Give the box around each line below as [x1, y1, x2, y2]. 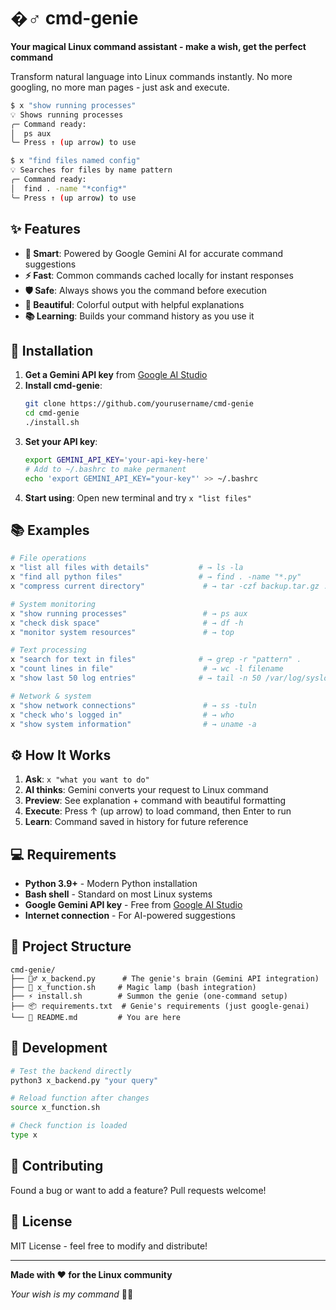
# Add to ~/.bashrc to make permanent [24, 464, 187, 474]
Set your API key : [24, 435, 98, 447]
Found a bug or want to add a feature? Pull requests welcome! [10, 1184, 267, 1196]
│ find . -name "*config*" [10, 183, 128, 194]
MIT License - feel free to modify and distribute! [10, 1240, 208, 1252]
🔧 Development [10, 1040, 108, 1057]
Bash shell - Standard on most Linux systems [24, 888, 213, 900]
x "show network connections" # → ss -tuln [10, 700, 257, 710]
